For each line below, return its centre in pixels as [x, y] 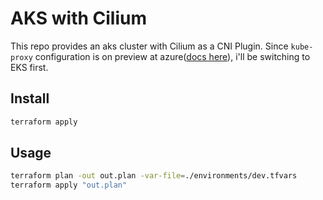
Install [30, 98]
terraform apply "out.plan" [69, 185]
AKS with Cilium [78, 18]
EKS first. [29, 67]
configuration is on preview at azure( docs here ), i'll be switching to [172, 56]
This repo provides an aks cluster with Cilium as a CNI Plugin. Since [149, 46]
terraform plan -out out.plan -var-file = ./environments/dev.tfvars [154, 176]
